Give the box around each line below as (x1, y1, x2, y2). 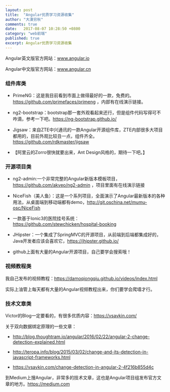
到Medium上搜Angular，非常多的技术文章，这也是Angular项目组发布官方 (5, 374, 157, 380)
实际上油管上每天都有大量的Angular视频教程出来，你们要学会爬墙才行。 (5, 286, 155, 292)
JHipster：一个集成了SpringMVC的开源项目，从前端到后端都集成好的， (12, 232, 161, 238)
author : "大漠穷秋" (5, 17, 44, 22)
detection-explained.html (12, 339, 65, 345)
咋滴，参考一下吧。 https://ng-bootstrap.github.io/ (12, 116, 117, 122)
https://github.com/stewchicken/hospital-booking (12, 221, 117, 227)
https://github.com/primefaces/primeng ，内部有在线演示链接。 (12, 99, 146, 105)
